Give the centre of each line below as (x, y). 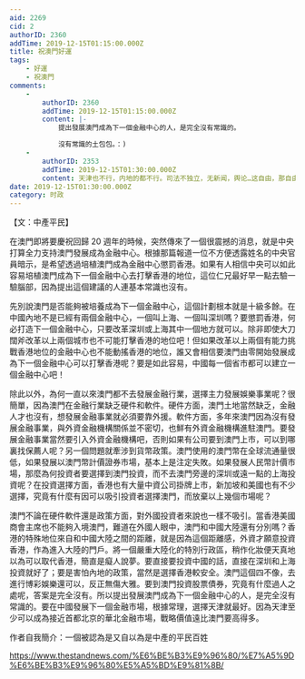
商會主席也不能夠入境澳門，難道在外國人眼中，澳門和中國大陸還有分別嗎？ (148, 527)
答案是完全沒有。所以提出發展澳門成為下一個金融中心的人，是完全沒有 (164, 595)
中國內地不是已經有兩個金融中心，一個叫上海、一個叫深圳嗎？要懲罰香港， (148, 318)
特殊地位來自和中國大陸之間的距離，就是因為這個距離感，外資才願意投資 (160, 539)
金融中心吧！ (41, 375)
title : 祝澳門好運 (41, 52)
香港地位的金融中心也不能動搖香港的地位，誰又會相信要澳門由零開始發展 (152, 352)
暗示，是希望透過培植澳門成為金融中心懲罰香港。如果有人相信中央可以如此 (156, 264)
